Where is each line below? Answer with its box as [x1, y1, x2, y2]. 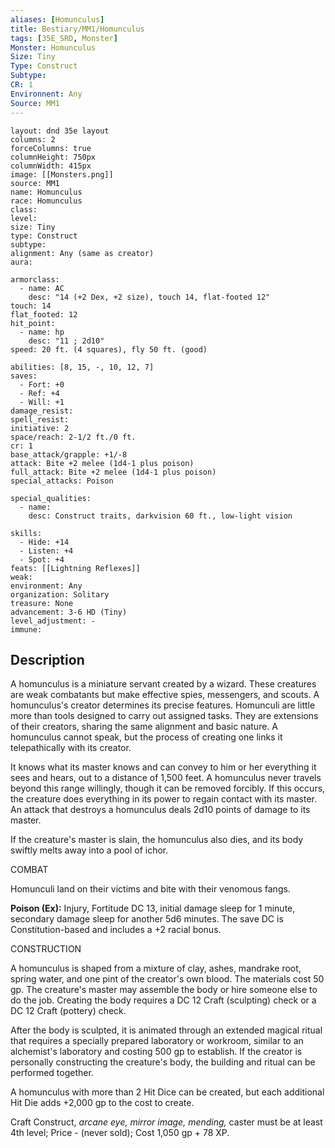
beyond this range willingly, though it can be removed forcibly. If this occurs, [10, 782, 326, 795]
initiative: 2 [10, 423, 70, 433]
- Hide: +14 [19, 537, 70, 547]
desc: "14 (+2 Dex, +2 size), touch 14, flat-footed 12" [28, 292, 271, 302]
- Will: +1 [19, 397, 65, 407]
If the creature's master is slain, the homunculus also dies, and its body [10, 834, 304, 846]
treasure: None [10, 598, 74, 608]
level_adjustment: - [10, 616, 97, 626]
